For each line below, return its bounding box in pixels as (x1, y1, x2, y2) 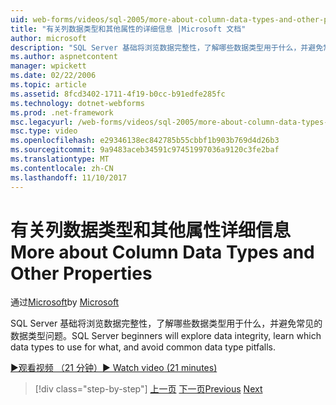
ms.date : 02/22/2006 (10, 71, 97, 81)
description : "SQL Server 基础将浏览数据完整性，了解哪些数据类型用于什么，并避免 (10, 42, 324, 53)
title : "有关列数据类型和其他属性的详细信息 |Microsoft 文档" (10, 24, 247, 34)
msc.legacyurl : (10, 117, 74, 127)
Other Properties (10, 262, 153, 285)
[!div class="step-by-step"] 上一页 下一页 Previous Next (34, 383, 263, 395)
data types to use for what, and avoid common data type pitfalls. (10, 341, 276, 353)
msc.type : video (10, 126, 78, 136)
